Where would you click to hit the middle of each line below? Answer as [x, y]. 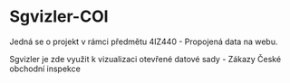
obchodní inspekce [45, 69]
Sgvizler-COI [59, 17]
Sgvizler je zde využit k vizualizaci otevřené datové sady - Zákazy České [145, 59]
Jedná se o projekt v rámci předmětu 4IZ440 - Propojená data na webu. [144, 41]
